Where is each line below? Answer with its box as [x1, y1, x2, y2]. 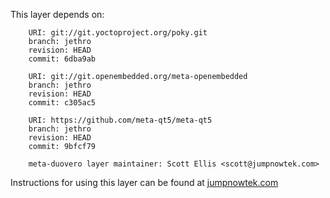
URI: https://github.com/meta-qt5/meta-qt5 [28, 115, 213, 125]
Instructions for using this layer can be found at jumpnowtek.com [10, 177, 279, 188]
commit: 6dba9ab [28, 54, 97, 64]
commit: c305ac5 [28, 98, 97, 108]
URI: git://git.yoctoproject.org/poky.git [28, 28, 208, 38]
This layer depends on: [10, 9, 105, 20]
